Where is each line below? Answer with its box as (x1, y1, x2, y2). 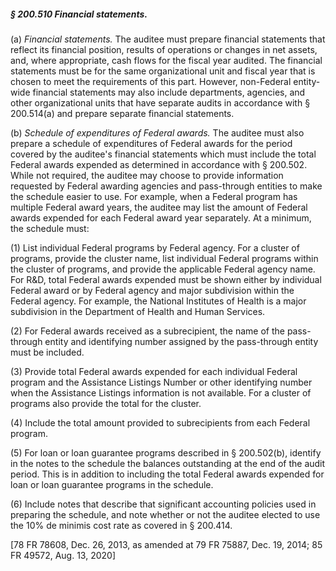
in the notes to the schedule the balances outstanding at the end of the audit (10, 457, 326, 469)
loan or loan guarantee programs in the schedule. (10, 478, 214, 490)
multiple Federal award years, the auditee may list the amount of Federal (10, 201, 308, 213)
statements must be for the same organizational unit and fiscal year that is (10, 65, 316, 77)
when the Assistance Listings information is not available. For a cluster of (10, 386, 312, 399)
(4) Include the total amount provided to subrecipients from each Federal (10, 416, 311, 429)
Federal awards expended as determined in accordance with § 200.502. (10, 158, 308, 170)
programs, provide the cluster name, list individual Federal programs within (10, 252, 319, 264)
